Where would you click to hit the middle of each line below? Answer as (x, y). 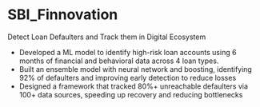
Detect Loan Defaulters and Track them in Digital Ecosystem (107, 37)
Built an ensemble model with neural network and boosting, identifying (136, 69)
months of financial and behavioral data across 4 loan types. (119, 61)
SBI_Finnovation (63, 15)
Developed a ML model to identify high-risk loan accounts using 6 (128, 52)
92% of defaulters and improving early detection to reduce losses (128, 77)
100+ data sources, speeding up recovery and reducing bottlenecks (131, 94)
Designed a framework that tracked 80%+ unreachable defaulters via (134, 86)
